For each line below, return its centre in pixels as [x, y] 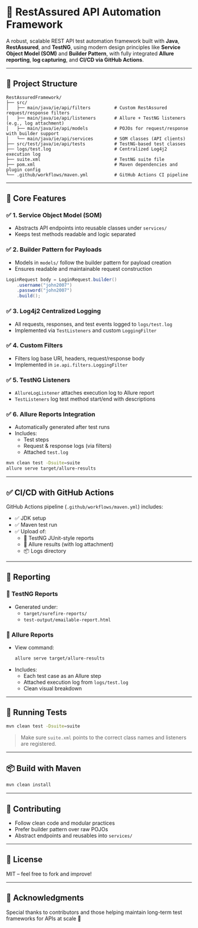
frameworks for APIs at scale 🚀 [44, 918]
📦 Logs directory [45, 550]
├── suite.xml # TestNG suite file [85, 159]
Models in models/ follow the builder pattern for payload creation [93, 263]
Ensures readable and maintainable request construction [83, 268]
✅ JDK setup [30, 518]
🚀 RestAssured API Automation [84, 12]
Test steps [36, 440]
